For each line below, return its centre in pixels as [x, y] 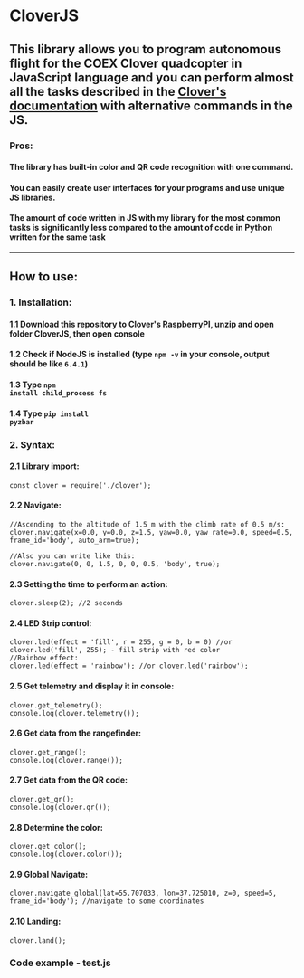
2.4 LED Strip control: [51, 623]
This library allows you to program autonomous [146, 49]
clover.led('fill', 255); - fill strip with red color [115, 650]
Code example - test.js [60, 963]
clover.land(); [38, 940]
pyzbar [22, 422]
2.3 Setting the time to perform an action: [89, 584]
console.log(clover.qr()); [60, 807]
